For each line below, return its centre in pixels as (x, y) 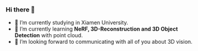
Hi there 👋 (21, 10)
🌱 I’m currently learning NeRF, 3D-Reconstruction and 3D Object (96, 29)
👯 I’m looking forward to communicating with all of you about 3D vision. (104, 42)
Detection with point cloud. (48, 35)
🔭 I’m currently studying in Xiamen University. (71, 23)
